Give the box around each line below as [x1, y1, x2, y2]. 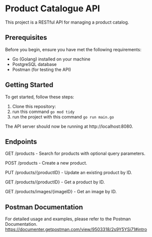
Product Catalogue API [5, 3, 100, 14]
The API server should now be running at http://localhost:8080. [5, 123, 133, 129]
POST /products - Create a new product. [5, 160, 88, 166]
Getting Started [5, 81, 54, 89]
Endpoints [5, 137, 37, 146]
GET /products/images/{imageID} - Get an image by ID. [5, 189, 117, 195]
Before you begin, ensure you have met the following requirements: [5, 46, 142, 52]
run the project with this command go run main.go [12, 114, 114, 119]
